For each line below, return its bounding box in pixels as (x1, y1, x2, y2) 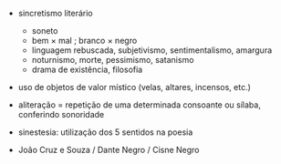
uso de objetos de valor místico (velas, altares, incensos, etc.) (17, 82, 251, 92)
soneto (31, 26, 58, 36)
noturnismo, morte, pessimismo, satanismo (31, 55, 194, 65)
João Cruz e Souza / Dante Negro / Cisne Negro (17, 145, 200, 155)
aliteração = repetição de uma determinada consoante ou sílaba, (17, 99, 262, 110)
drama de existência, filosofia (31, 64, 143, 75)
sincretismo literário (17, 8, 93, 18)
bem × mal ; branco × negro (31, 36, 138, 46)
